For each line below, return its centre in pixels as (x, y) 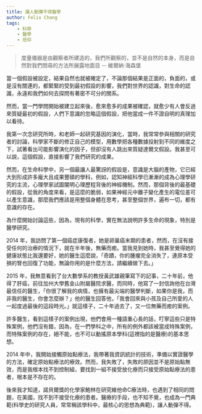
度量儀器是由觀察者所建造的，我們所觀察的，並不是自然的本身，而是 (105, 58)
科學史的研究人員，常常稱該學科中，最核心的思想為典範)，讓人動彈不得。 (104, 405)
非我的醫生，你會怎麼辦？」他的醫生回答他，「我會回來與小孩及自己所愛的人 (100, 298)
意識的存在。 (22, 207)
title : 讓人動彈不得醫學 (34, 12)
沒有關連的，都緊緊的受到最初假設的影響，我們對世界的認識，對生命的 (98, 86)
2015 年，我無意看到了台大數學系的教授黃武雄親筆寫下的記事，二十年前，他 (100, 276)
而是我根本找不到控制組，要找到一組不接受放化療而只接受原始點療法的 (103, 369)
